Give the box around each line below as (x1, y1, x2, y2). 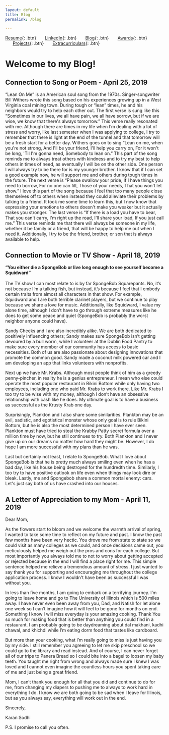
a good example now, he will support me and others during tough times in (5, 172, 158, 178)
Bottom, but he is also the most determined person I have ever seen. (5, 423, 147, 429)
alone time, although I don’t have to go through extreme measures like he (5, 307, 157, 313)
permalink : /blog (5, 17, 42, 22)
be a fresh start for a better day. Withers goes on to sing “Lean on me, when (5, 140, 163, 146)
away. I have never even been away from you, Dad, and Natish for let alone (5, 600, 161, 606)
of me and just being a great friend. (5, 669, 79, 675)
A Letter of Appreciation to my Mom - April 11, (5, 495, 151, 504)
